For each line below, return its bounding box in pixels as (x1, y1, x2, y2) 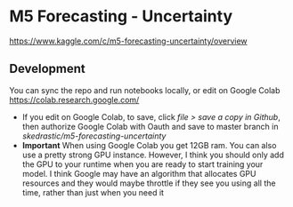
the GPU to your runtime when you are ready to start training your (21, 158, 264, 170)
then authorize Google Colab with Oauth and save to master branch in (21, 121, 279, 131)
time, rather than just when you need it (21, 187, 165, 197)
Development (9, 61, 86, 76)
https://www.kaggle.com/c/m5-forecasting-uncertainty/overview (9, 36, 248, 46)
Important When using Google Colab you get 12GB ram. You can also (21, 139, 277, 150)
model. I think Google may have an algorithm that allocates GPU (21, 168, 256, 179)
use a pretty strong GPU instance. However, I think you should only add (21, 149, 285, 160)
